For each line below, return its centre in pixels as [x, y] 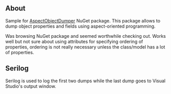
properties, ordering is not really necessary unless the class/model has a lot [85, 47]
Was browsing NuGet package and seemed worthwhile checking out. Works [86, 36]
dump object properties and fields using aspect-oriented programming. [80, 26]
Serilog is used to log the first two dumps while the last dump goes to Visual [85, 81]
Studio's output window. [31, 86]
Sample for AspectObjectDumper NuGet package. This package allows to [83, 20]
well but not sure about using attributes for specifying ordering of [74, 41]
